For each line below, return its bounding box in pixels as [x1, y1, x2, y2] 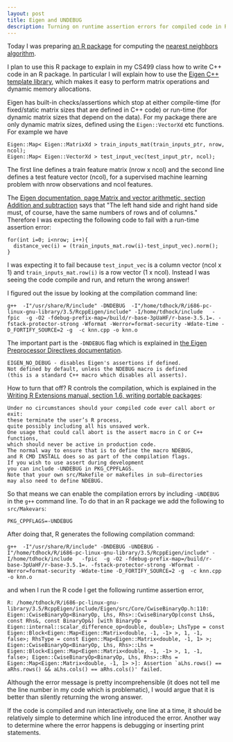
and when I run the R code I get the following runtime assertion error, [7, 586, 205, 594]
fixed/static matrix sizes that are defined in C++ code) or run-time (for [7, 105, 207, 114]
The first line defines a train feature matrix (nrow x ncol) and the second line [7, 166, 225, 174]
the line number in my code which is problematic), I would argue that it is [7, 686, 215, 694]
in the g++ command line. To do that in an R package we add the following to [7, 497, 225, 506]
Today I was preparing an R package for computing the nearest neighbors [7, 42, 218, 51]
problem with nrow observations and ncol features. [7, 180, 153, 189]
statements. [7, 729, 42, 737]
